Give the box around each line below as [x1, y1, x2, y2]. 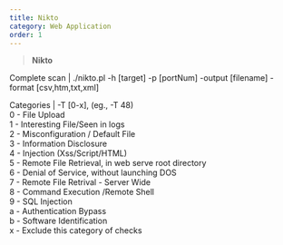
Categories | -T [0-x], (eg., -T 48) [9, 100, 134, 111]
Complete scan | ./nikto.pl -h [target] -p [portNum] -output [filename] [9, 73, 268, 83]
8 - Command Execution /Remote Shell [9, 187, 154, 198]
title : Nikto [9, 13, 59, 23]
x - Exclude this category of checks [9, 225, 142, 236]
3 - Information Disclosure [9, 138, 107, 150]
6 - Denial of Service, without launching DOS [9, 167, 177, 178]
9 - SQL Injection [9, 196, 73, 207]
